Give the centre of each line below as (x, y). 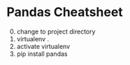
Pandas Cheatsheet (65, 12)
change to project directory (56, 31)
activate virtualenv (43, 46)
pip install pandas (42, 54)
